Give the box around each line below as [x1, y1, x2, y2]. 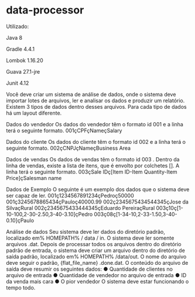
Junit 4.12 [6, 80, 29, 87]
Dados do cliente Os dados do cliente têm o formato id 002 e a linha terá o [6, 138, 186, 145]
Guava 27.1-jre [6, 68, 40, 75]
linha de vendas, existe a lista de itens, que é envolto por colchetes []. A [6, 162, 180, 169]
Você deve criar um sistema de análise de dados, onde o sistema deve [6, 91, 176, 98]
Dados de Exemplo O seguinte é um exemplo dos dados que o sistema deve [6, 185, 190, 193]
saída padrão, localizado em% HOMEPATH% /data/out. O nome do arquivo [6, 253, 187, 260]
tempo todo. [6, 284, 36, 291]
